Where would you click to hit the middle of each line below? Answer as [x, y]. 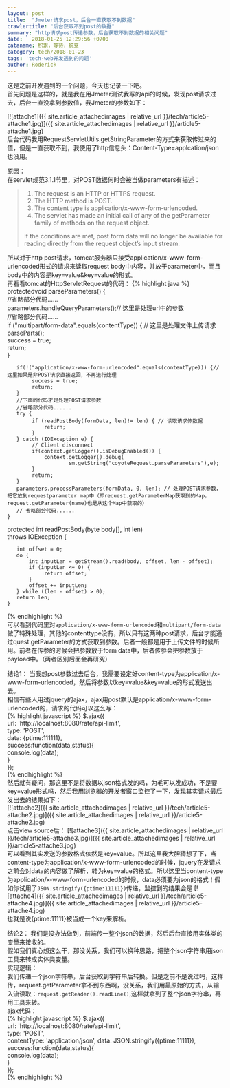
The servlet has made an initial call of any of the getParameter [122, 215]
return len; [33, 597]
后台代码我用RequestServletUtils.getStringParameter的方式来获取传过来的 [112, 139]
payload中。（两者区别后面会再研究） [59, 659]
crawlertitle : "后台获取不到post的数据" [61, 26]
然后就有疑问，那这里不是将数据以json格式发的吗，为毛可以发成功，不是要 [112, 782]
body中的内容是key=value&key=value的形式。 [72, 275]
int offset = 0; [39, 549]
